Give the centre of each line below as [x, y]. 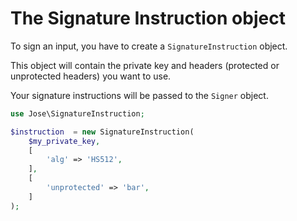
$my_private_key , [64, 141]
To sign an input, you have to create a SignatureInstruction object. [149, 46]
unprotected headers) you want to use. [91, 76]
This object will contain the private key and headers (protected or [145, 65]
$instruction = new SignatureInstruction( [102, 132]
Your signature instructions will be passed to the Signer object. [139, 95]
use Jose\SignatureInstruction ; [77, 113]
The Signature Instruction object [148, 18]
